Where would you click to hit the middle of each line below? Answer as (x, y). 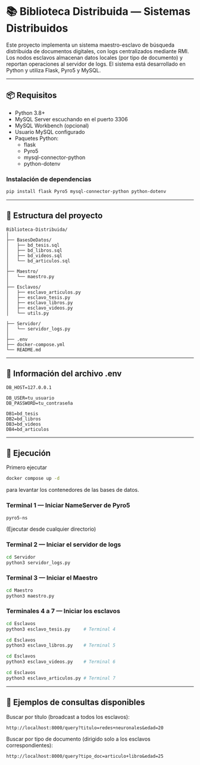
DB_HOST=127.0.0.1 (29, 387)
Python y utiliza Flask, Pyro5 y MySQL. (54, 70)
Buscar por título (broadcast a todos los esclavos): (68, 717)
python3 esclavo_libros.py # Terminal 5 (61, 645)
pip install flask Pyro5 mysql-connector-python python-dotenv (86, 192)
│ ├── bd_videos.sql (34, 255)
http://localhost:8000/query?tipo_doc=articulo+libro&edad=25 (85, 756)
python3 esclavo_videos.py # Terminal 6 (61, 662)
